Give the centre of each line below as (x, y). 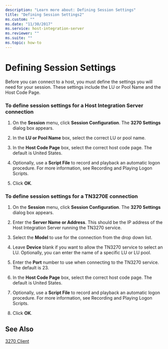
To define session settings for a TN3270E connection (72, 196)
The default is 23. (31, 268)
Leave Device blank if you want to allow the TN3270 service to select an (88, 247)
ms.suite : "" (19, 38)
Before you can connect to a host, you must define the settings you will (79, 82)
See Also (19, 329)
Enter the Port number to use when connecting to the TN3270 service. (86, 262)
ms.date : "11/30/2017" (29, 24)
